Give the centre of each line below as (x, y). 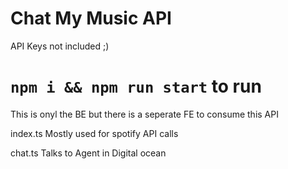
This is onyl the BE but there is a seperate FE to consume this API (144, 114)
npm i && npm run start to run (136, 86)
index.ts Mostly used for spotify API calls (94, 133)
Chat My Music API (91, 18)
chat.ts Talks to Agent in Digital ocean (88, 153)
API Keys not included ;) (60, 46)
